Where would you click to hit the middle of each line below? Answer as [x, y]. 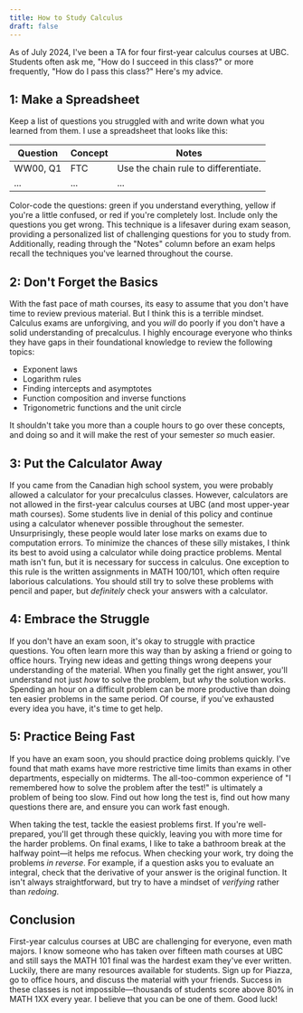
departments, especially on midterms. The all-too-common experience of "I [150, 778]
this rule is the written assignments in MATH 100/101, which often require [145, 572]
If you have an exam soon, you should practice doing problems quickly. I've [150, 758]
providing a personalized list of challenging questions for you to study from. [151, 234]
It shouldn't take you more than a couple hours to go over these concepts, [147, 425]
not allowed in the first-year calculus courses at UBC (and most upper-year [150, 504]
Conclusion [43, 919]
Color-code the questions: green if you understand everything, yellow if [143, 205]
